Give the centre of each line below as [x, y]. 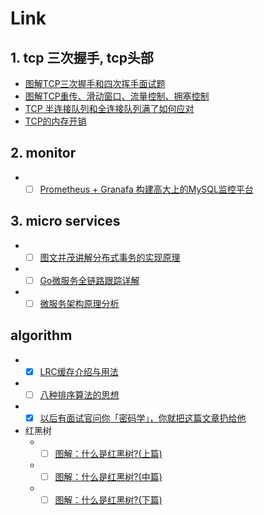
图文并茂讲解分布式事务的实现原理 [110, 257]
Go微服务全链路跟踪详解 [89, 280]
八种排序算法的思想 [79, 394]
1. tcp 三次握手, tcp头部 [82, 57]
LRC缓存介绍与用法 [79, 371]
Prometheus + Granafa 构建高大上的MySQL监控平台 [146, 189]
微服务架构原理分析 [79, 303]
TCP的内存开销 [55, 121]
